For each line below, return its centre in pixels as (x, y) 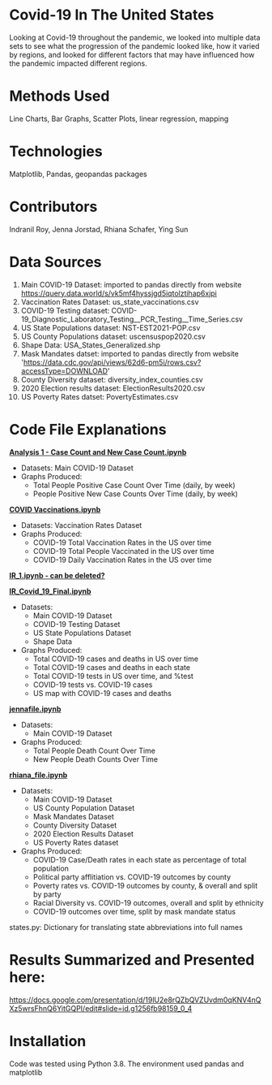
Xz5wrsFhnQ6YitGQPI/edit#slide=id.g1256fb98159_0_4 (101, 1008)
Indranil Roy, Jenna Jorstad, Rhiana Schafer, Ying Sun (99, 229)
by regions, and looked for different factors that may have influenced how (132, 54)
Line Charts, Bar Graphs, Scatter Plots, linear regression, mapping (119, 119)
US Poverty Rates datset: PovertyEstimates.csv (100, 396)
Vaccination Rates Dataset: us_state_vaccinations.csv (110, 301)
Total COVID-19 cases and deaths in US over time (116, 659)
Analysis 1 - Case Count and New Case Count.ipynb (98, 452)
